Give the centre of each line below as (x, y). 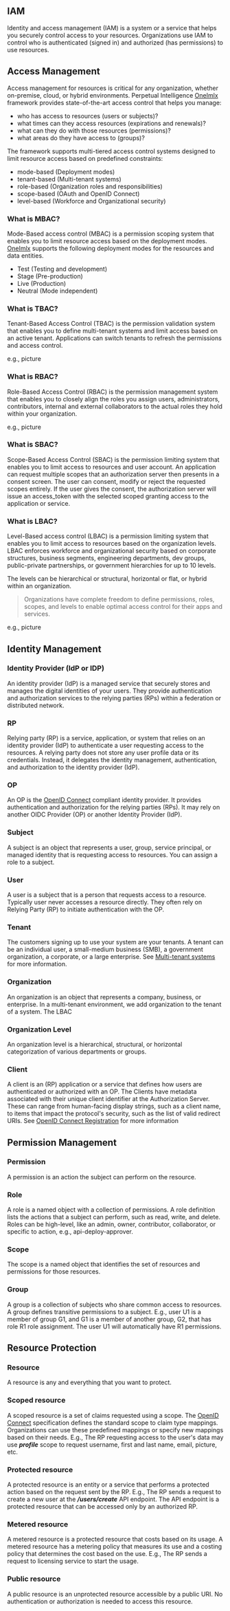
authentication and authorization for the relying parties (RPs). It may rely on (114, 808)
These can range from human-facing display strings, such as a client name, (114, 1107)
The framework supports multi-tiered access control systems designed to (111, 151)
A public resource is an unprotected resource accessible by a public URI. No (115, 1594)
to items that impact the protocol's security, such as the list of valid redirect (114, 1113)
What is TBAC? (33, 309)
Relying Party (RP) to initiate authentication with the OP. (86, 909)
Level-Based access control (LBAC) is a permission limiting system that (108, 536)
